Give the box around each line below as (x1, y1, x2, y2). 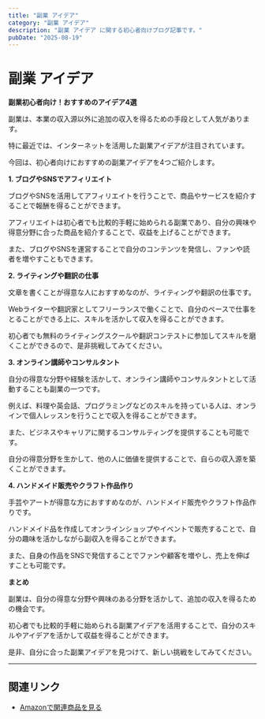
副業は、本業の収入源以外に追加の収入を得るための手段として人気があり (8, 114, 243, 124)
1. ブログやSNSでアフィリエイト (8, 174, 113, 184)
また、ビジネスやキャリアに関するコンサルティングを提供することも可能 (8, 427, 243, 438)
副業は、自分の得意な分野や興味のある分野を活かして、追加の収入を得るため (8, 594, 256, 604)
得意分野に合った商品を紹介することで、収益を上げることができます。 (8, 228, 235, 237)
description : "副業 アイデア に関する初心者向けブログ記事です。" (8, 26, 203, 34)
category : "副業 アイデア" (8, 19, 89, 27)
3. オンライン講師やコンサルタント (8, 358, 121, 367)
